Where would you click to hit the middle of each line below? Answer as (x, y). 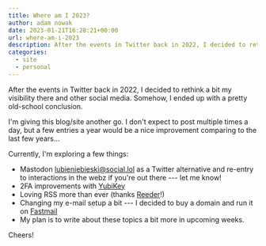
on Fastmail (38, 211)
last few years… (34, 138)
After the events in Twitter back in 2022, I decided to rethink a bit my (120, 89)
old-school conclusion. (46, 106)
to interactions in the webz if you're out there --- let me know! (120, 177)
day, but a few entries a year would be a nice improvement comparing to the (133, 130)
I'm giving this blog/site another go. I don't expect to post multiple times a (128, 121)
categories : (28, 52)
